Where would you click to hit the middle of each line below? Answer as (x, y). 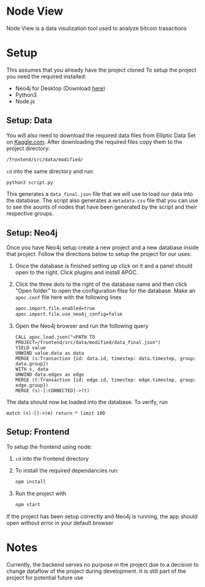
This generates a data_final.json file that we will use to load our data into (100, 194)
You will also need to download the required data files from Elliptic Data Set (101, 135)
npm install (30, 482)
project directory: (28, 148)
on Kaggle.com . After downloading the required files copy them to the (94, 141)
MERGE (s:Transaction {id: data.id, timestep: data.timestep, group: (106, 359)
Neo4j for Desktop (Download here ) (60, 88)
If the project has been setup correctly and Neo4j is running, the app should (102, 516)
